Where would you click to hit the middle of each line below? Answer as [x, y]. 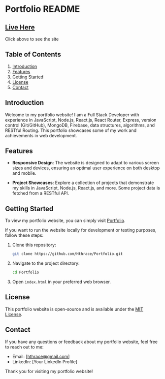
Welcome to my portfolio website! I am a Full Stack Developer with [72, 115]
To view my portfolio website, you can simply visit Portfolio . [65, 221]
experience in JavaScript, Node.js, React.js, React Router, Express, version [81, 120]
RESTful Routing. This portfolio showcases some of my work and [71, 130]
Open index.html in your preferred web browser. [62, 282]
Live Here [20, 27]
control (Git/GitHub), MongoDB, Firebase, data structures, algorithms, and [80, 125]
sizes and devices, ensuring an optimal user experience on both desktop [86, 168]
